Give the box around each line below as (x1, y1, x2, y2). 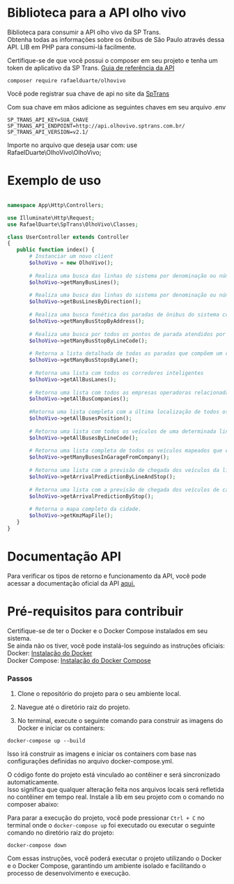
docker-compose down (7, 841, 68, 848)
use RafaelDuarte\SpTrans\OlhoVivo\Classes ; (7, 221, 139, 228)
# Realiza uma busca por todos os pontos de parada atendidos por (29, 330, 226, 337)
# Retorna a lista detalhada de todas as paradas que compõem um (29, 350, 223, 357)
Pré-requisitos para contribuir (7, 603, 184, 619)
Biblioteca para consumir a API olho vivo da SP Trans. (7, 28, 162, 36)
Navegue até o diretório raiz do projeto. (17, 703, 131, 711)
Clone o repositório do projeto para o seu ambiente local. (17, 689, 181, 698)
